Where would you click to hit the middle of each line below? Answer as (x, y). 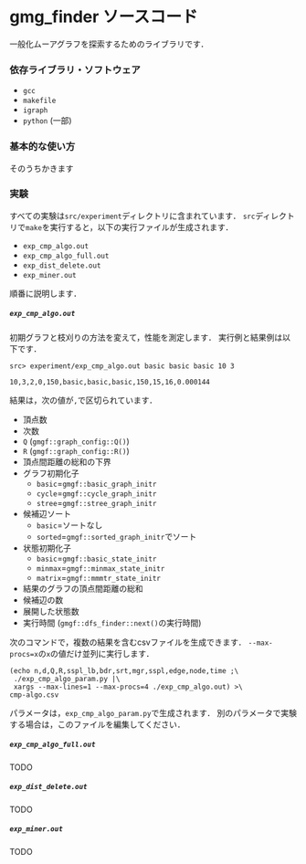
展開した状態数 (51, 611)
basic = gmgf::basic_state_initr (96, 558)
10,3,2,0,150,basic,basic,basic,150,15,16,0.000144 (110, 382)
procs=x (24, 654)
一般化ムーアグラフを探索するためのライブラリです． (109, 44)
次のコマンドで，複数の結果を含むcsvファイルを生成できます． (128, 642)
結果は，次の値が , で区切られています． (84, 400)
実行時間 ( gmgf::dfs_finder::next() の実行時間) (112, 622)
